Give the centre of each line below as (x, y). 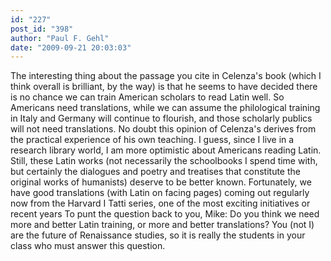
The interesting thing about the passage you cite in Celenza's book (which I (166, 76)
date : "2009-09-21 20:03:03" (71, 47)
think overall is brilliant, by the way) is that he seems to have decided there (164, 87)
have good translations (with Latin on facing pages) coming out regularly (160, 193)
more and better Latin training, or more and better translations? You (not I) (162, 225)
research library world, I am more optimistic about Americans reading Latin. (166, 150)
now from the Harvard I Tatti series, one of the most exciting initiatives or (160, 203)
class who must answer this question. (88, 246)
